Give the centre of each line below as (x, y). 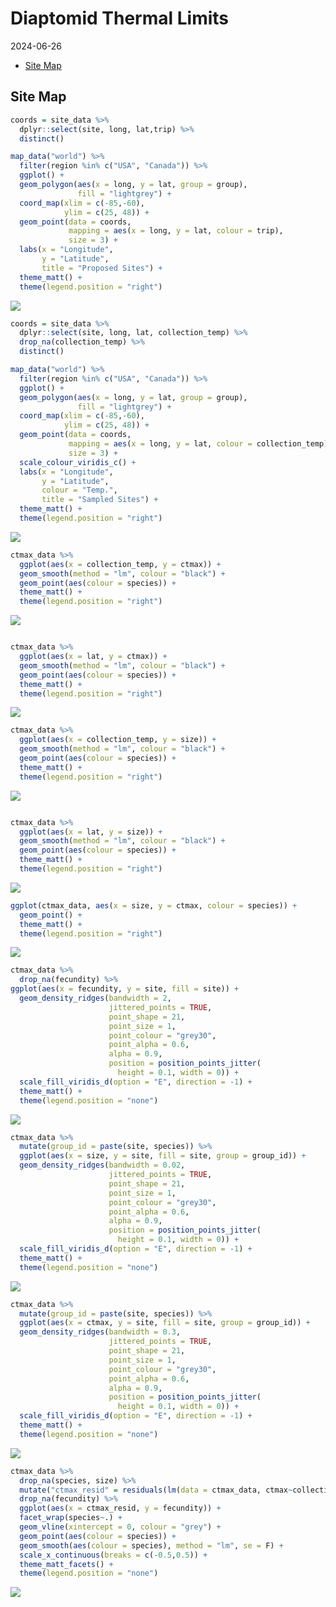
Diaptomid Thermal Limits (120, 18)
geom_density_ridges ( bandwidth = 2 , (95, 998)
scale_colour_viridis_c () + (78, 462)
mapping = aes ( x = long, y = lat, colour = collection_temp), (200, 444)
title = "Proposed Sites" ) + (102, 268)
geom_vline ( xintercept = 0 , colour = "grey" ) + (120, 1527)
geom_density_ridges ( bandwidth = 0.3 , (100, 1332)
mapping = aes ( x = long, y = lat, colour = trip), (176, 231)
